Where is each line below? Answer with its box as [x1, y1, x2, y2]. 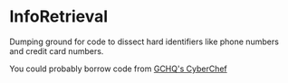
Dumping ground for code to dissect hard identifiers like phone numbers [9, 36, 279, 47]
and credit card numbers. [9, 45, 104, 56]
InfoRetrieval [9, 6, 109, 27]
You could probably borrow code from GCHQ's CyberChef [9, 63, 228, 74]
